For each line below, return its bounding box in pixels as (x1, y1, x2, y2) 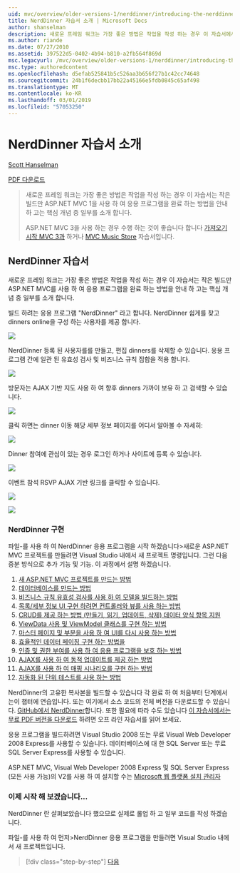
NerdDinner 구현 (8, 524, 65, 534)
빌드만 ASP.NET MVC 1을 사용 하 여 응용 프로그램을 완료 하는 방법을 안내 (25, 199, 229, 208)
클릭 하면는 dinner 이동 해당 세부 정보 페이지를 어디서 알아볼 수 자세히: (8, 420, 204, 429)
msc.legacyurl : (8, 57, 53, 64)
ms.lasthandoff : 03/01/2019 (8, 97, 92, 104)
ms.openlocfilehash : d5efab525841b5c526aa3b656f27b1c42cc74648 (8, 70, 200, 77)
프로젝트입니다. (23, 842, 66, 851)
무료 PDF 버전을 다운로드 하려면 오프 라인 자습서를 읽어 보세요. (8, 715, 182, 723)
